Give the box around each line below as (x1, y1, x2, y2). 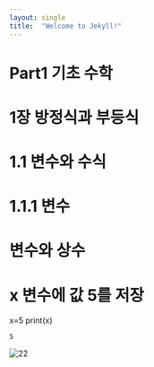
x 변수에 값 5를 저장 (9, 284, 145, 305)
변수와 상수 (9, 240, 86, 261)
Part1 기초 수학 (9, 63, 114, 83)
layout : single (9, 13, 66, 22)
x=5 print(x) (9, 315, 53, 326)
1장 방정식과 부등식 (9, 107, 140, 127)
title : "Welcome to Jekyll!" (9, 22, 123, 31)
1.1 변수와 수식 (9, 152, 107, 172)
